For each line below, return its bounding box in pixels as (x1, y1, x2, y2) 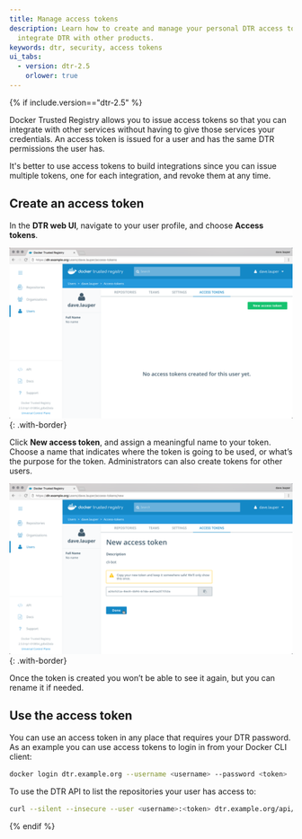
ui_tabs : (9, 52, 42, 62)
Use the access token (9, 708, 133, 723)
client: (9, 751, 32, 762)
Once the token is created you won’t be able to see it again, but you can (9, 673, 276, 684)
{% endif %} (9, 820, 56, 831)
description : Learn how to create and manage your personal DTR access (9, 23, 283, 33)
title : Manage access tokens (9, 14, 119, 23)
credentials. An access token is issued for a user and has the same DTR (9, 133, 275, 144)
